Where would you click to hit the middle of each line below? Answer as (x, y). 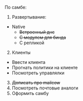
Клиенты (21, 53)
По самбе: (16, 7)
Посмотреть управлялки (38, 73)
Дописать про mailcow (36, 83)
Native (18, 27)
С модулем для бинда (43, 37)
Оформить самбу (30, 93)
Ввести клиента (29, 62)
